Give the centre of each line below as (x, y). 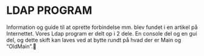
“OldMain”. (20, 46)
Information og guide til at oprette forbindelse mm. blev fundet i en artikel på (102, 27)
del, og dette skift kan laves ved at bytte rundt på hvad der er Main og (94, 40)
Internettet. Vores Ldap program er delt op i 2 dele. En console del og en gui (102, 33)
